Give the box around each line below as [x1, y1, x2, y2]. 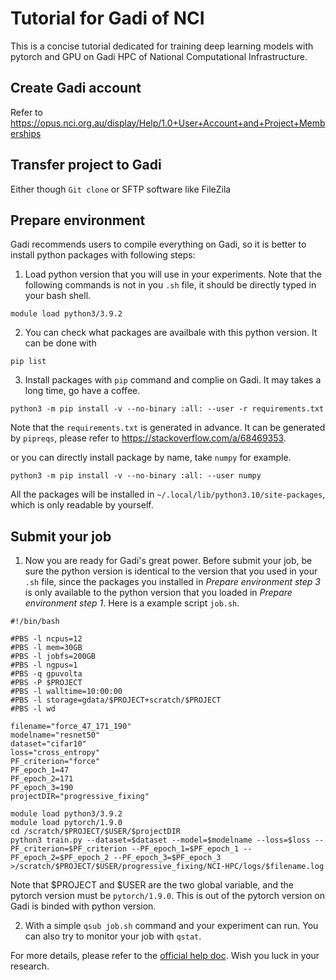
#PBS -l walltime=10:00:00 [10, 687, 123, 697]
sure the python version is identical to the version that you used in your [24, 565, 318, 577]
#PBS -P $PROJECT [10, 678, 83, 688]
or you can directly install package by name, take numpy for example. [10, 452, 292, 464]
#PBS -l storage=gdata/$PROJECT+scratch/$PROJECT [10, 695, 222, 706]
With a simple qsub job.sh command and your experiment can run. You [24, 920, 319, 932]
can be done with [24, 337, 97, 349]
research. [10, 960, 50, 972]
